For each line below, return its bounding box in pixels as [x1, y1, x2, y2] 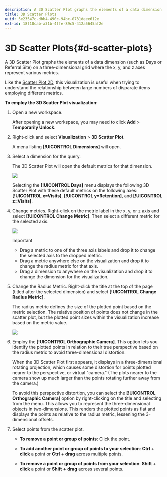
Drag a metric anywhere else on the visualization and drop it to [19, 258, 149, 264]
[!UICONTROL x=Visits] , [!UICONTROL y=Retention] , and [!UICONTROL [12, 193, 163, 199]
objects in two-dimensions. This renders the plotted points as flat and [12, 406, 156, 412]
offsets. [38, 417, 54, 423]
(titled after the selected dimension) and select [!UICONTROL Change [12, 289, 157, 295]
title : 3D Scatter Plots [5, 12, 57, 17]
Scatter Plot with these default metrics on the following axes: [12, 188, 138, 194]
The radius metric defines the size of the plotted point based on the [12, 304, 152, 310]
